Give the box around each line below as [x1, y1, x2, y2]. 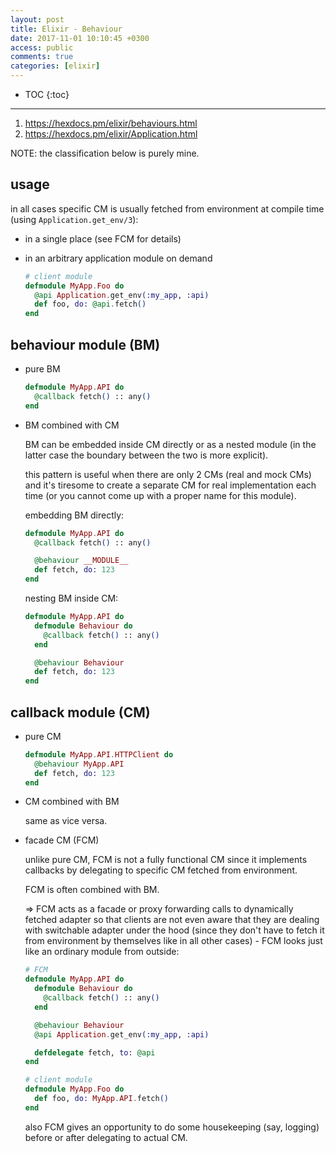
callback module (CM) [10, 704, 151, 721]
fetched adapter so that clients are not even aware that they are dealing [24, 914, 320, 926]
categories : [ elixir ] [10, 61, 101, 71]
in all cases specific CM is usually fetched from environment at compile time [10, 202, 325, 215]
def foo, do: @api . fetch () [34, 299, 147, 310]
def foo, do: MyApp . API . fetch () [34, 1094, 169, 1104]
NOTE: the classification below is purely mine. [10, 147, 200, 159]
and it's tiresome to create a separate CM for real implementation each [24, 479, 317, 491]
